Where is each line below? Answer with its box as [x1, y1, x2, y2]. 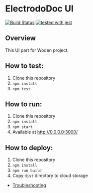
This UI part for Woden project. [5, 47, 69, 53]
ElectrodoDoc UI [5, 3, 74, 14]
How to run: [5, 100, 42, 108]
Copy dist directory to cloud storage [12, 173, 88, 179]
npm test [12, 86, 31, 91]
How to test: [5, 62, 44, 70]
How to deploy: [5, 143, 53, 152]
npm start [12, 125, 33, 130]
